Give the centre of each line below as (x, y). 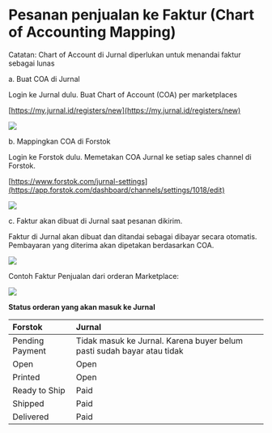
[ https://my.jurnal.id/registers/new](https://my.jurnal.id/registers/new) (125, 110)
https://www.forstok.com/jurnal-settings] (79, 181)
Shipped (28, 403)
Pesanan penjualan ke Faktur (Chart (132, 15)
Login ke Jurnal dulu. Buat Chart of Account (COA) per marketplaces (123, 94)
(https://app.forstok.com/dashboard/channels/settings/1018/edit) (117, 190)
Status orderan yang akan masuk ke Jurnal (82, 307)
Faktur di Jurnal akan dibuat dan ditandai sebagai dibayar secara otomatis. (133, 236)
